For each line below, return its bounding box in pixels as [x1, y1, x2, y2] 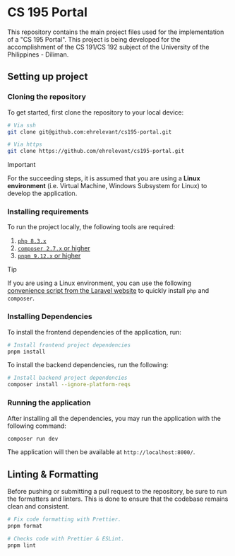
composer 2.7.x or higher [17, 244, 90, 253]
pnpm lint [7, 542, 37, 549]
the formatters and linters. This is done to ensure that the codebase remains [7, 494, 229, 503]
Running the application [7, 398, 91, 407]
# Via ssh [7, 122, 37, 129]
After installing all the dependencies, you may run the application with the [7, 414, 221, 422]
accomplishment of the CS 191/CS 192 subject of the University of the [7, 42, 210, 51]
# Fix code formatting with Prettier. [7, 516, 121, 523]
